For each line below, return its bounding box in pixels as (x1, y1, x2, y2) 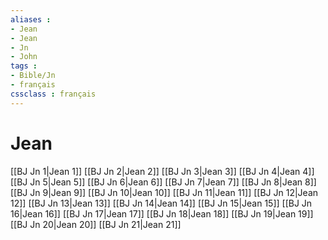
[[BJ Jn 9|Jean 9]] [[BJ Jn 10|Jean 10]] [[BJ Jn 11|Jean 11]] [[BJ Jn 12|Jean (10, 186, 319, 198)
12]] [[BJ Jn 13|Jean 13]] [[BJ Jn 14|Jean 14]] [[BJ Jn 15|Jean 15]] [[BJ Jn (10, 197, 313, 209)
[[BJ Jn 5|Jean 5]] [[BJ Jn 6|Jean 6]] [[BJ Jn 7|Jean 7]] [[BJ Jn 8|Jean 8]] (10, 176, 317, 188)
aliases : (10, 14, 52, 25)
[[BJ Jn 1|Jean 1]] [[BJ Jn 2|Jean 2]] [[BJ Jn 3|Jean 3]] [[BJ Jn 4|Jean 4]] (10, 165, 315, 177)
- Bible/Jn (10, 71, 56, 81)
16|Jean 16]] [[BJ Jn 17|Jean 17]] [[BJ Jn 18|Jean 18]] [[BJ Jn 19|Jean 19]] (10, 207, 314, 220)
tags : (10, 61, 38, 71)
